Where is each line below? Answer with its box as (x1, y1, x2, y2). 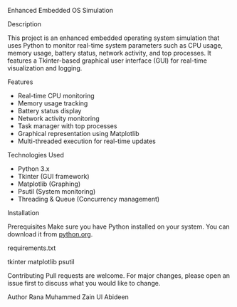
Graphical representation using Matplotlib (17, 130, 140, 137)
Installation (7, 209, 40, 217)
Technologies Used (7, 151, 64, 159)
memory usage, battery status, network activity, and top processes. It (7, 49, 211, 57)
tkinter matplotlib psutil (7, 258, 75, 266)
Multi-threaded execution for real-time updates (17, 137, 157, 145)
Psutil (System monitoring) (17, 187, 96, 195)
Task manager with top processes (17, 122, 117, 130)
